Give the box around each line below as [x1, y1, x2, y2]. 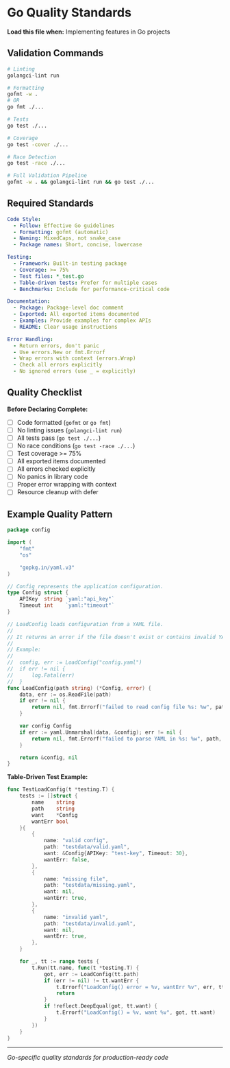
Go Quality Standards [7, 5, 132, 21]
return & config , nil [19, 754, 78, 761]
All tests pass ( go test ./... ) [16, 434, 101, 442]
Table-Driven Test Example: [7, 773, 88, 781]
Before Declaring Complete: [7, 405, 88, 413]
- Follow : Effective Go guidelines [13, 222, 115, 229]
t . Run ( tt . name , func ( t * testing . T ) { [31, 964, 140, 971]
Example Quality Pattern [7, 508, 113, 520]
